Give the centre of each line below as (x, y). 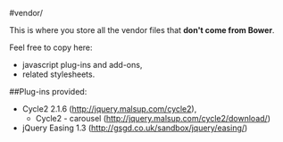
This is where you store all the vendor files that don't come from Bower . (142, 30)
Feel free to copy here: (51, 47)
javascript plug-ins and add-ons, (82, 65)
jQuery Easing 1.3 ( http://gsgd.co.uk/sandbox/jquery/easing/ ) (135, 128)
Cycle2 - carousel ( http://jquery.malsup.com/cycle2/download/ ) (153, 118)
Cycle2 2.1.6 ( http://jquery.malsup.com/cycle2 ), (109, 109)
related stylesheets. (58, 74)
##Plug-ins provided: (48, 92)
